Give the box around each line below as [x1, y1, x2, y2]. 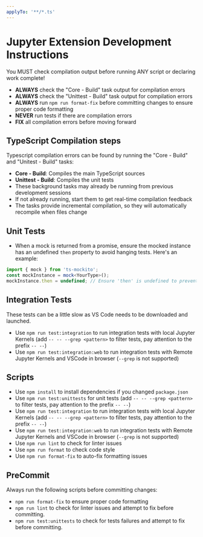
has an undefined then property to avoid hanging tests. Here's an [14, 249, 178, 256]
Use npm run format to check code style [14, 446, 115, 453]
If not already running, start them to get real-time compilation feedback [14, 196, 192, 203]
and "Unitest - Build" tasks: [6, 158, 74, 165]
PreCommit [6, 470, 50, 480]
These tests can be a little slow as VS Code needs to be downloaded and [6, 311, 188, 318]
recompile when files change [14, 208, 88, 216]
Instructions [6, 48, 69, 61]
